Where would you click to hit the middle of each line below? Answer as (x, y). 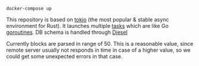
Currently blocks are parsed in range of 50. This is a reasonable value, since (100, 44)
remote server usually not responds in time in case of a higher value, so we (98, 50)
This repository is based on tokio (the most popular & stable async (88, 20)
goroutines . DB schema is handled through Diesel (67, 32)
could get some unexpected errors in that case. (64, 56)
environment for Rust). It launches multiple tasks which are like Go (87, 26)
